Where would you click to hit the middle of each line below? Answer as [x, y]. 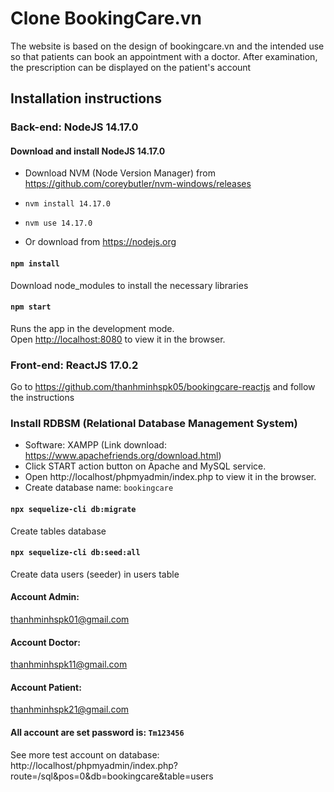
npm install [35, 264]
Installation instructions [86, 98]
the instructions [42, 398]
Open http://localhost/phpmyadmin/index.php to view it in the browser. [170, 477]
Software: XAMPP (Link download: [95, 445]
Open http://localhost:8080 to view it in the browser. [118, 339]
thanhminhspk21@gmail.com [70, 709]
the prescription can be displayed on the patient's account [131, 67]
